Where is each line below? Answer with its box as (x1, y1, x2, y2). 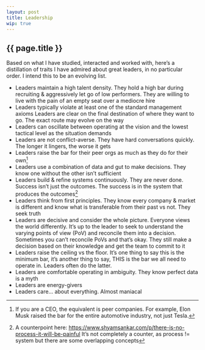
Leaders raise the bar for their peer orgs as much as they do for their (15, 149, 189, 157)
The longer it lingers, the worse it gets (15, 143, 111, 150)
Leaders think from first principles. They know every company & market (15, 196, 196, 204)
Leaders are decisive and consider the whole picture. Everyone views (15, 216, 190, 223)
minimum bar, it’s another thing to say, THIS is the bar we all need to (15, 255, 186, 262)
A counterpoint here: (15, 324, 68, 331)
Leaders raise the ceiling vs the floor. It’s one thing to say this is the (15, 248, 185, 256)
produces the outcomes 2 (15, 189, 78, 198)
